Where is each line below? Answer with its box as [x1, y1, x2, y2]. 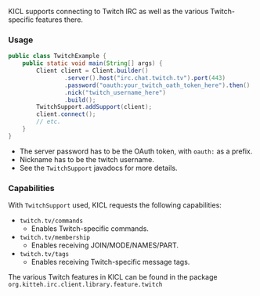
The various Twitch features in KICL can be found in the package [8, 273, 218, 282]
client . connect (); [36, 110, 96, 118]
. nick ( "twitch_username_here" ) [63, 88, 167, 96]
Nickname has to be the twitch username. [19, 154, 154, 164]
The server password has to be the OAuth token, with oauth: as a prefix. [19, 146, 253, 156]
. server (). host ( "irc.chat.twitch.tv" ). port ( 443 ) [63, 74, 226, 81]
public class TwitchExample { [8, 52, 107, 60]
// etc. [36, 117, 61, 126]
